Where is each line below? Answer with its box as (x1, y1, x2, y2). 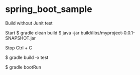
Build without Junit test (5, 20, 53, 26)
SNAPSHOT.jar (5, 35, 36, 41)
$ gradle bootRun (5, 64, 42, 70)
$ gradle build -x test (5, 54, 49, 60)
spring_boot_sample (5, 3, 92, 15)
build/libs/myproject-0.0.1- (80, 29, 135, 35)
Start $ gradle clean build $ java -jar (5, 29, 80, 35)
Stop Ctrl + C (5, 44, 33, 50)
